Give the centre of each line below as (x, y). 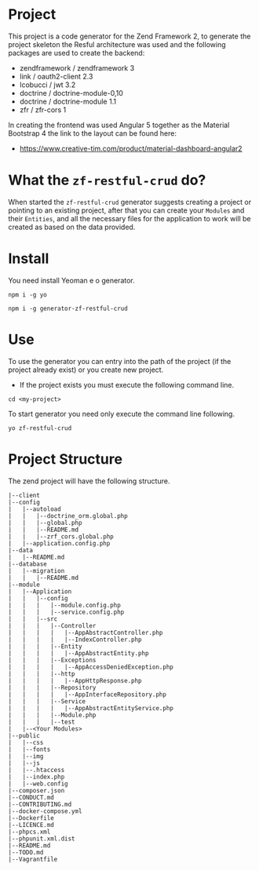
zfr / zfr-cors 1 (43, 109)
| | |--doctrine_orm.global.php (68, 516)
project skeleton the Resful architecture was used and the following (117, 44)
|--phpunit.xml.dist (42, 838)
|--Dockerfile (31, 818)
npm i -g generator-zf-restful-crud (68, 308)
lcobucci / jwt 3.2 (47, 85)
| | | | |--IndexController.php (75, 640)
